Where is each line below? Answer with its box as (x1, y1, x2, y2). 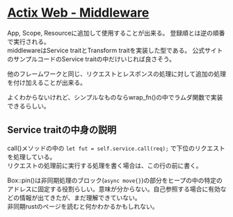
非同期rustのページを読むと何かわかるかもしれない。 (7, 202, 159, 210)
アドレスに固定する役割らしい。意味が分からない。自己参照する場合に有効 (7, 184, 220, 193)
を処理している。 (7, 152, 56, 161)
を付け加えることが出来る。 (7, 78, 87, 86)
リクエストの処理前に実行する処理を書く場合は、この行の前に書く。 (7, 161, 202, 170)
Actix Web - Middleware (7, 5, 150, 21)
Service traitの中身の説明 (7, 124, 117, 136)
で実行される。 (7, 37, 50, 46)
